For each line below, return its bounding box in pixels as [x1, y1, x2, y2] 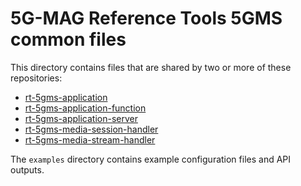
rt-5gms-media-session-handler [24, 123, 159, 135]
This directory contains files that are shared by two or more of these [10, 61, 292, 73]
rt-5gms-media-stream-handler [24, 133, 156, 146]
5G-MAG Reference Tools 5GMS [10, 7, 283, 30]
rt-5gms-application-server [24, 112, 138, 124]
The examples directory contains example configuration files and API [10, 153, 292, 165]
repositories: [10, 72, 63, 84]
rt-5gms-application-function [24, 102, 147, 114]
